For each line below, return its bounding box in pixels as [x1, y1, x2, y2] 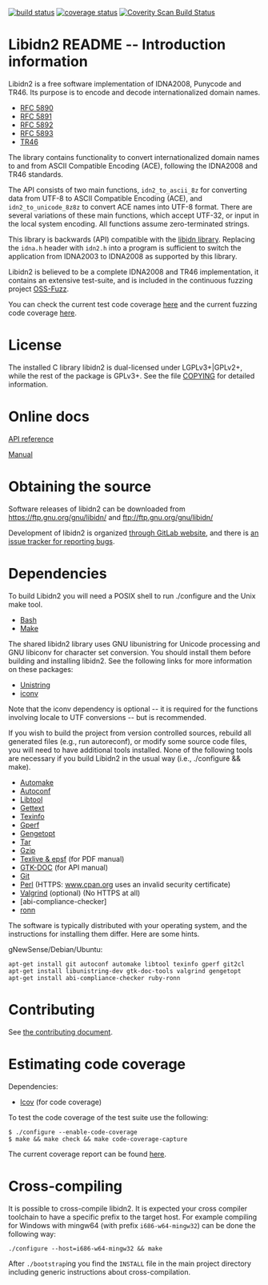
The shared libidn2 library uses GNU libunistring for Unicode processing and [8, 638, 261, 648]
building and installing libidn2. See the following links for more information [8, 656, 252, 666]
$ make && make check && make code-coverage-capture [8, 1135, 188, 1143]
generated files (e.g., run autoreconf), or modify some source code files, [8, 736, 247, 746]
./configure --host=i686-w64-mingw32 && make [8, 1244, 162, 1252]
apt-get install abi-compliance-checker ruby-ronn [8, 974, 181, 982]
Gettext [19, 803, 45, 812]
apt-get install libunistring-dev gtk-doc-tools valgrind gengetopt [8, 967, 242, 975]
